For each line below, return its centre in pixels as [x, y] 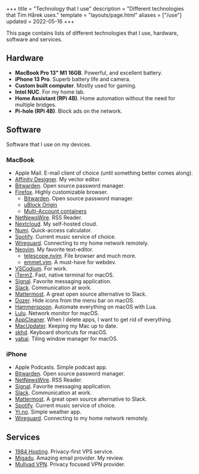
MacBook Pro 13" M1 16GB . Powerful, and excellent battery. [88, 73]
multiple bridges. [36, 104]
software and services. [34, 39]
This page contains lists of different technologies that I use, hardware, [92, 33]
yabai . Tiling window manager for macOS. [66, 338]
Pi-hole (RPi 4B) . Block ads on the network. [68, 111]
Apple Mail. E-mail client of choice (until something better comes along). [104, 173]
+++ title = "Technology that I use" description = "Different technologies [95, 9]
